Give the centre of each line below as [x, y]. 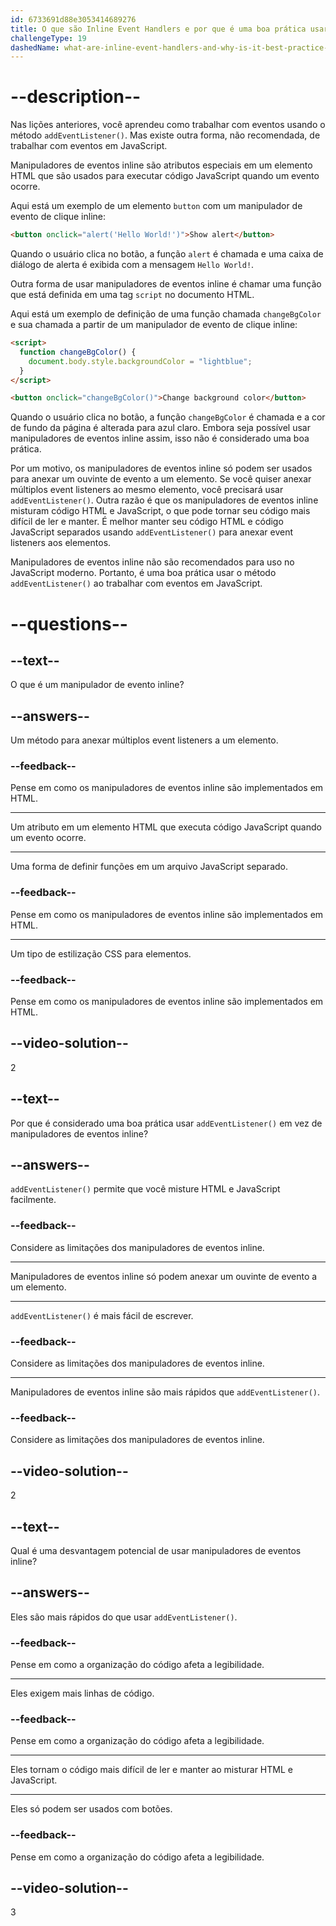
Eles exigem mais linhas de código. [82, 1693]
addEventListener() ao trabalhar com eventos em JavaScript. [136, 583]
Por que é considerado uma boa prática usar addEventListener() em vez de [166, 1123]
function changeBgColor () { [78, 352]
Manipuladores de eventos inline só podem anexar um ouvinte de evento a [164, 1276]
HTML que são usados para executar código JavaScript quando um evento [165, 176]
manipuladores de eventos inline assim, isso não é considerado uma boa [160, 438]
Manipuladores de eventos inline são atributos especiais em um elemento [161, 165]
